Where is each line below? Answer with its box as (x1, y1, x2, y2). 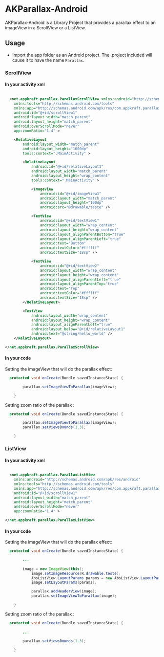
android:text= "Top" (40, 286, 80, 291)
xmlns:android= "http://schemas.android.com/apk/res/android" (14, 477, 141, 482)
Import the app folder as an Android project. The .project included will (12, 52, 153, 58)
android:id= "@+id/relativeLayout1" (31, 164, 104, 169)
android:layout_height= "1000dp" (22, 146, 89, 151)
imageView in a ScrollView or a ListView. (5, 24, 86, 30)
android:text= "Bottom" (40, 241, 86, 246)
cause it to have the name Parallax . (12, 57, 84, 63)
